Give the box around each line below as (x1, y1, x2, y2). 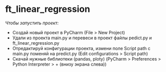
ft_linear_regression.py (12, 40, 60, 46)
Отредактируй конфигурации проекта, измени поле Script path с (12, 45, 151, 51)
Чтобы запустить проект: (5, 20, 59, 26)
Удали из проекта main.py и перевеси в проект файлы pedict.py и (12, 35, 152, 41)
